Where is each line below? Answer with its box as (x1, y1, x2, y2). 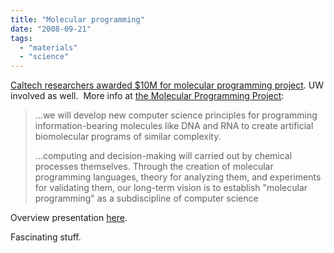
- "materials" (19, 42, 78, 53)
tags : (10, 33, 33, 43)
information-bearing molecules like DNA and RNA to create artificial (34, 120, 314, 132)
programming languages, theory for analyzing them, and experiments (34, 171, 322, 183)
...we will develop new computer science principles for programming (34, 109, 318, 121)
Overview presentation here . (10, 212, 128, 224)
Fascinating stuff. (10, 231, 82, 243)
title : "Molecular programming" (10, 14, 145, 25)
